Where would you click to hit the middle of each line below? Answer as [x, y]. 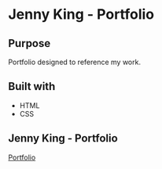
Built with [32, 86]
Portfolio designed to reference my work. [75, 62]
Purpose [29, 43]
